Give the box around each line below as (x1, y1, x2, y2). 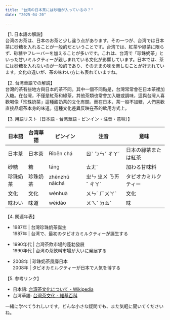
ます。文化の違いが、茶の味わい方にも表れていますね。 (5, 69, 120, 75)
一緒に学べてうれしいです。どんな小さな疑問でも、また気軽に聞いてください (5, 303, 164, 309)
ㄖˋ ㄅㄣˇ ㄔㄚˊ (86, 150, 120, 157)
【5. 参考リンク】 (5, 275, 41, 281)
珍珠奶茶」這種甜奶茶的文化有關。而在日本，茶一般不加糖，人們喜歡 (22, 99, 165, 105)
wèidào (49, 199, 67, 206)
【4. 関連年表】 (5, 213, 37, 219)
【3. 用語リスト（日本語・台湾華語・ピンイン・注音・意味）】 (5, 116, 133, 122)
